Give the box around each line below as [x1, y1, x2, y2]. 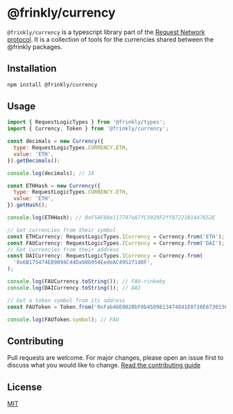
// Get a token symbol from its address [7, 297, 126, 304]
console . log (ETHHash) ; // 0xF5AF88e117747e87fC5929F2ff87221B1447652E [7, 214, 216, 222]
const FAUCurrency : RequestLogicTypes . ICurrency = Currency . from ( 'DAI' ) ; [7, 240, 225, 247]
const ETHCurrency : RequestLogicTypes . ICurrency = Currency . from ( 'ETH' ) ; [7, 233, 225, 240]
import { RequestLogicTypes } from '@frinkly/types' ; [7, 119, 166, 126]
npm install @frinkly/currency [7, 81, 98, 88]
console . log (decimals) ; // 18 [7, 169, 95, 176]
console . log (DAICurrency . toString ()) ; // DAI [7, 284, 141, 291]
